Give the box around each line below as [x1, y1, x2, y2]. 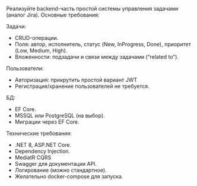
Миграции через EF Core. [14, 118, 80, 125]
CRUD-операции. [14, 34, 59, 41]
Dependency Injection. [14, 148, 70, 155]
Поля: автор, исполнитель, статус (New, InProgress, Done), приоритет [14, 41, 191, 48]
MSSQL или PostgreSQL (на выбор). [14, 112, 105, 119]
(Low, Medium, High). [14, 47, 68, 54]
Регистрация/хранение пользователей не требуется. [14, 83, 150, 90]
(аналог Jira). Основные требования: [6, 11, 100, 18]
